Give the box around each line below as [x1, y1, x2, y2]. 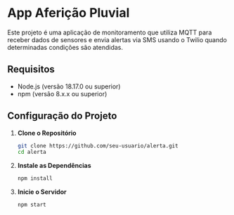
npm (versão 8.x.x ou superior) [17, 89, 108, 98]
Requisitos [7, 63, 55, 75]
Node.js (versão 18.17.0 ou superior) [17, 82, 121, 91]
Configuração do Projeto [7, 110, 117, 122]
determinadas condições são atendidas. [7, 43, 124, 51]
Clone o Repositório [17, 129, 77, 137]
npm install [17, 175, 53, 182]
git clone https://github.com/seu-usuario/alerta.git [17, 142, 178, 149]
